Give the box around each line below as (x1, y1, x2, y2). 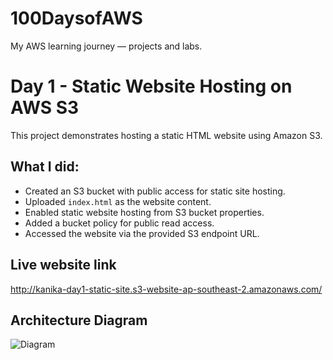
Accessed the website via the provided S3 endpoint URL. (24, 227, 260, 239)
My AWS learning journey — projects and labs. (10, 40, 203, 52)
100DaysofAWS (10, 7, 143, 30)
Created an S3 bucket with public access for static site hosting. (24, 185, 286, 197)
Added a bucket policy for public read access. (24, 217, 215, 229)
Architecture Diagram (10, 312, 148, 329)
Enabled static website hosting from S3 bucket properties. (24, 206, 265, 218)
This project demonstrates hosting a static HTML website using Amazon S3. (10, 129, 323, 141)
